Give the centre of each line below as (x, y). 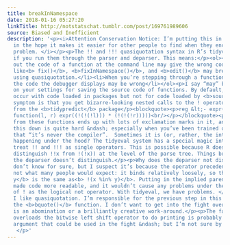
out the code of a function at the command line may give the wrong (113, 65)
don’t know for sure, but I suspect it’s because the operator (105, 166)
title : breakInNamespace (42, 13)
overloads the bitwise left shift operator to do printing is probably (118, 218)
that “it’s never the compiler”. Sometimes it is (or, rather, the (113, 135)
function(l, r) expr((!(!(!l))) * (62, 115)
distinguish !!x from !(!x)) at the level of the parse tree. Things (114, 154)
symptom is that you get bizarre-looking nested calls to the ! (107, 103)
